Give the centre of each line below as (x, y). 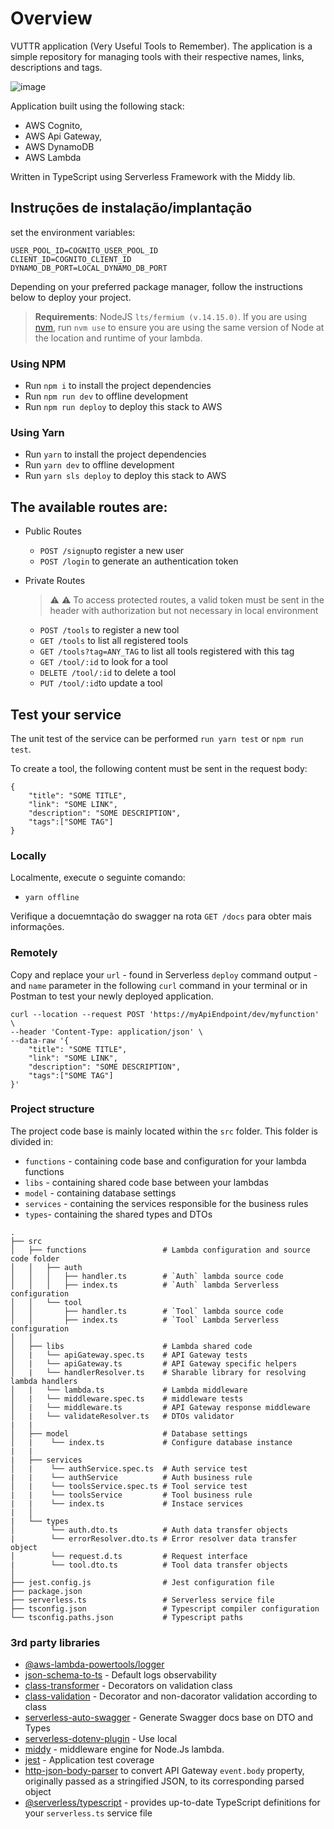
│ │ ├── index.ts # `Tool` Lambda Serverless (145, 1320)
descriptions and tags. (56, 67)
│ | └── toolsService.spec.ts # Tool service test (129, 1486)
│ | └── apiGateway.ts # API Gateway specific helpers (154, 1363)
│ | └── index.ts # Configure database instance (151, 1442)
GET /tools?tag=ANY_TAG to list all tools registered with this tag (167, 651)
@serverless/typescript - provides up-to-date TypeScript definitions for (172, 1803)
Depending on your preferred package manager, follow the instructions (156, 286)
